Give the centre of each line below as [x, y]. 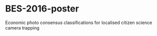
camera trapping [22, 27]
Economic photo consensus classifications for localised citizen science [79, 22]
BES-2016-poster [42, 9]
